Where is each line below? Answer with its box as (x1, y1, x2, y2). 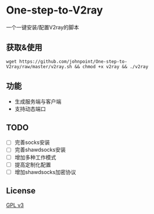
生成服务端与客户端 (14, 98, 62, 105)
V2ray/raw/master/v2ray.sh (6, 63, 72, 69)
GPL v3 (6, 201, 24, 209)
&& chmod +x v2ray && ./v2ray (74, 63, 149, 69)
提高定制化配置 (14, 161, 51, 168)
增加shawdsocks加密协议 (14, 168, 76, 175)
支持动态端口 (14, 105, 46, 112)
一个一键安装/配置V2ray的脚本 (6, 24, 79, 31)
